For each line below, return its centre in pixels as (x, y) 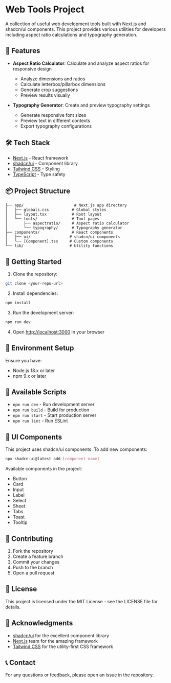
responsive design (32, 68)
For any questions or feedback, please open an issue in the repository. (80, 675)
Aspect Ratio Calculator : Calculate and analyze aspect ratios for (81, 63)
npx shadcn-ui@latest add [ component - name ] (52, 459)
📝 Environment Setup (40, 348)
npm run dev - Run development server (54, 405)
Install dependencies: (35, 293)
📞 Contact (20, 662)
